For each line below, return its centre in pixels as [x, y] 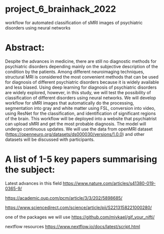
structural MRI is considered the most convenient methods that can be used [82, 77]
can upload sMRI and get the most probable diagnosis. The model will [76, 124]
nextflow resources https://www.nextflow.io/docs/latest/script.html [73, 226]
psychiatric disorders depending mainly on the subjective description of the [82, 66]
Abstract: [25, 48]
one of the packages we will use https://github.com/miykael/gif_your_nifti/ [80, 217]
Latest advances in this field [34, 183]
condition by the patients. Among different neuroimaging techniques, [75, 72]
